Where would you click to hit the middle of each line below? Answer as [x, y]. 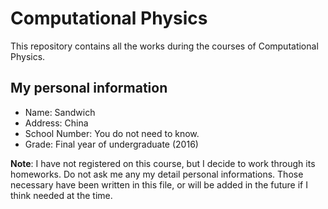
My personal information [89, 88]
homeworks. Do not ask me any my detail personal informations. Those [157, 174]
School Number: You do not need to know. [112, 133]
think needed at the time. [61, 195]
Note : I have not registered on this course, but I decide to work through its [163, 163]
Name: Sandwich [60, 112]
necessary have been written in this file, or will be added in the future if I [159, 184]
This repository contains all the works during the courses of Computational [164, 46]
